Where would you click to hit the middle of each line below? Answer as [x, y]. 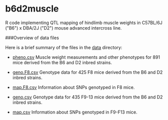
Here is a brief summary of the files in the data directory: [64, 47]
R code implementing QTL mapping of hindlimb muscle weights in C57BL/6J [84, 23]
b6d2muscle [32, 9]
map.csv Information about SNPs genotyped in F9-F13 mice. [75, 112]
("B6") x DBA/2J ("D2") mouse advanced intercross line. [63, 28]
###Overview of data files [32, 38]
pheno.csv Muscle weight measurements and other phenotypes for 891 [86, 57]
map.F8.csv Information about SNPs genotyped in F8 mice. [73, 87]
